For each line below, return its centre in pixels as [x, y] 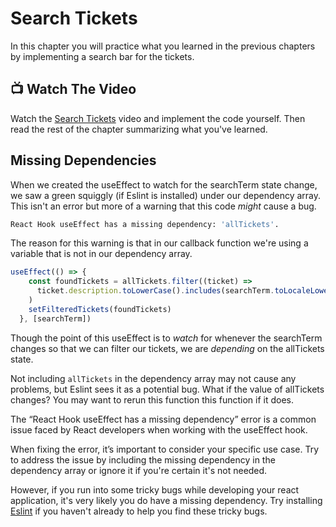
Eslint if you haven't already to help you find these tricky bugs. [139, 511]
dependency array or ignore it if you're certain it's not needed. [139, 470]
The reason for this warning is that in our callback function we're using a [159, 243]
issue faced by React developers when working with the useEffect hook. [159, 429]
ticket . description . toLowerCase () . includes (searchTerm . [155, 291]
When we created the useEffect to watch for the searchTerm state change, [164, 184]
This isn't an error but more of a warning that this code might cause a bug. [163, 206]
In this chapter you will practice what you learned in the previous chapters [163, 46]
